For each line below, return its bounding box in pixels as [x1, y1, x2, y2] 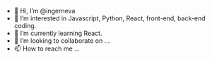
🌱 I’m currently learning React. [13, 29, 102, 37]
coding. [13, 22, 37, 29]
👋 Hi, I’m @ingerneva [13, 7, 76, 15]
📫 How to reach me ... [13, 44, 80, 53]
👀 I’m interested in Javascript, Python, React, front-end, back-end [13, 14, 206, 22]
